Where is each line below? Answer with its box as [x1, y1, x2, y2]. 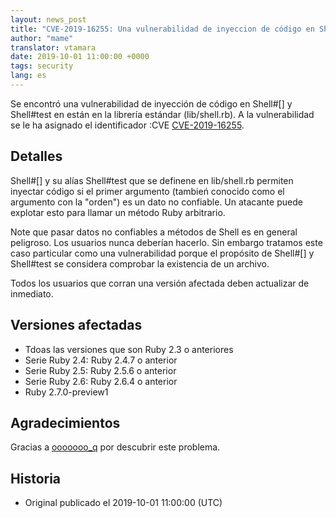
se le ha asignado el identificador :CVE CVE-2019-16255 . [10, 119, 245, 131]
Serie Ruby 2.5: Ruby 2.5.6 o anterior [24, 364, 177, 376]
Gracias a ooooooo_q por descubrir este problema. [10, 441, 221, 453]
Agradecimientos [10, 414, 121, 431]
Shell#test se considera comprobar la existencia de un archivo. [10, 257, 270, 270]
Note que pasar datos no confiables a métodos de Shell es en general [10, 226, 298, 238]
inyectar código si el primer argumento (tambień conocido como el [10, 185, 285, 197]
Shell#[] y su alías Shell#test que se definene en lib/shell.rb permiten [10, 174, 294, 186]
